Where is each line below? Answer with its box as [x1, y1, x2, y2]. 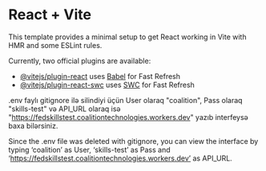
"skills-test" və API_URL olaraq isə [8, 104, 122, 113]
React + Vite [8, 6, 92, 24]
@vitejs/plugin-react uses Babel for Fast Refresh [19, 71, 181, 81]
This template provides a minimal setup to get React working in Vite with [8, 32, 247, 42]
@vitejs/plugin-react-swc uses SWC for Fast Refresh [19, 80, 195, 89]
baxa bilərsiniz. [8, 121, 58, 130]
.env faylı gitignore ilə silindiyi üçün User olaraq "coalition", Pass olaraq [8, 95, 243, 105]
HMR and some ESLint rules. [8, 40, 103, 50]
